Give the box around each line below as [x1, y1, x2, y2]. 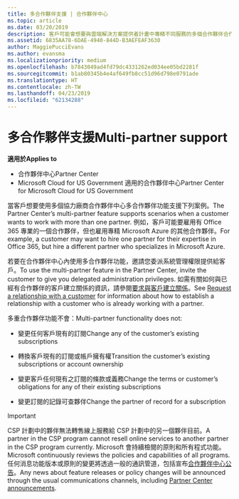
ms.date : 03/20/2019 [7, 24, 69, 31]
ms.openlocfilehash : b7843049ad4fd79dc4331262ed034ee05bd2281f [7, 63, 199, 71]
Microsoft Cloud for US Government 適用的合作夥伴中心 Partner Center [17, 178, 225, 187]
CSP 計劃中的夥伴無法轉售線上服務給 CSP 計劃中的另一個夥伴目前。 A [7, 426, 211, 435]
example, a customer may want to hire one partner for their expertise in [7, 235, 216, 243]
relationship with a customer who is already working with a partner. [7, 299, 204, 307]
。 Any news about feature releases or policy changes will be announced [14, 468, 226, 476]
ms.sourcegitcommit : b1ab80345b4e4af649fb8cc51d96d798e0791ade [7, 70, 199, 77]
